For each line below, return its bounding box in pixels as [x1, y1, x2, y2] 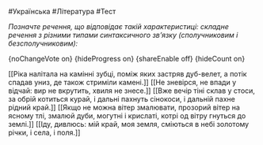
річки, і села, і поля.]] [8, 128, 81, 137]
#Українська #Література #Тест [8, 7, 116, 16]
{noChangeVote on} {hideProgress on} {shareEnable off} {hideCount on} [8, 54, 246, 63]
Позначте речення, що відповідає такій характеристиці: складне [8, 22, 230, 31]
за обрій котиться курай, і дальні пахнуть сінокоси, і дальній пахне [8, 95, 235, 103]
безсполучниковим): [8, 39, 78, 48]
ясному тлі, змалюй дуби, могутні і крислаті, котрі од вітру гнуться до [8, 111, 246, 121]
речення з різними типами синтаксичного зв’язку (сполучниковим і [8, 31, 238, 39]
